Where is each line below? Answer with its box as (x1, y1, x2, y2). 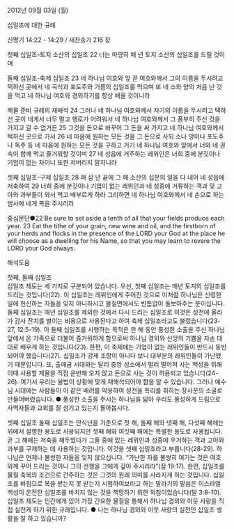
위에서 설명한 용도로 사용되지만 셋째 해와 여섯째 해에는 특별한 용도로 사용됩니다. (7, 427, 223, 435)
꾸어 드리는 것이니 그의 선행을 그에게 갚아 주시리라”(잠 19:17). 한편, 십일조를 (19, 462, 225, 470)
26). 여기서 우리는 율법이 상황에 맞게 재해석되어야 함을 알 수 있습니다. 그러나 (7, 378, 214, 386)
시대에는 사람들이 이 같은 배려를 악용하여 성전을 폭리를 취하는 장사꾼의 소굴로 (14, 386, 223, 395)
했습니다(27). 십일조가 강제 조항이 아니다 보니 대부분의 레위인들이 (25, 352, 203, 360)
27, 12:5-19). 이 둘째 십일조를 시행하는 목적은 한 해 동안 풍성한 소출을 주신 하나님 (7, 326, 225, 333)
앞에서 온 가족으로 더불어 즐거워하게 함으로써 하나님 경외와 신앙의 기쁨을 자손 (7, 334, 216, 342)
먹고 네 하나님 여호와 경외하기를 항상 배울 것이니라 (14, 91, 150, 100)
